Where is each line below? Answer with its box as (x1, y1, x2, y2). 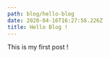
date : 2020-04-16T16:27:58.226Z (7, 17, 103, 24)
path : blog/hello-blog (7, 10, 75, 18)
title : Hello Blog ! (7, 23, 69, 30)
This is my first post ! (7, 43, 69, 52)
